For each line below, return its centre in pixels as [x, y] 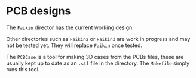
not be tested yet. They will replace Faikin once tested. [74, 45]
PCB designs [39, 11]
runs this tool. [23, 69]
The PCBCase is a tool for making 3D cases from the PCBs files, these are [95, 57]
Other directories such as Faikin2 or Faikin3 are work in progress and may [98, 39]
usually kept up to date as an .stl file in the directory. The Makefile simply [98, 63]
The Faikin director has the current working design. [70, 27]
